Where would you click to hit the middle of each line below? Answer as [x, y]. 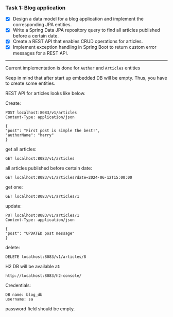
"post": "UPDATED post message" [40, 233]
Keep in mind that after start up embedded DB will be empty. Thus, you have [86, 78]
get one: [14, 187]
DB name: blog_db [24, 294]
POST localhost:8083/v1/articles [41, 113]
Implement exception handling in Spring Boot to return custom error [84, 47]
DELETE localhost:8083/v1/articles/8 [46, 257]
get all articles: [21, 149]
